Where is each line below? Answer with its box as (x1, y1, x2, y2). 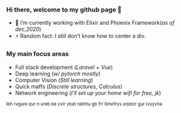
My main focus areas (6, 50, 69, 58)
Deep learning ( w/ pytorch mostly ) (14, 69, 101, 77)
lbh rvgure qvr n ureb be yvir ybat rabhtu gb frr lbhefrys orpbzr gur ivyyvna (6, 101, 162, 107)
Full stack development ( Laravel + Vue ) (14, 63, 113, 71)
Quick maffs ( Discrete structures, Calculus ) (14, 83, 122, 90)
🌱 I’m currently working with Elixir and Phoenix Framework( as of (14, 19, 175, 27)
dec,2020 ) (14, 25, 42, 33)
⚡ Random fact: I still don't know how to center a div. (14, 33, 146, 40)
